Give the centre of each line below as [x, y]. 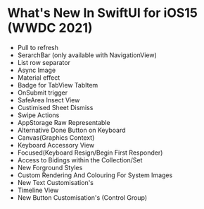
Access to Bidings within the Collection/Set [80, 160]
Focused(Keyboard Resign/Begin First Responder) [90, 153]
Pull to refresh [38, 47]
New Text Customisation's [55, 182]
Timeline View [38, 190]
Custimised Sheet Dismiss [55, 107]
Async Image [37, 70]
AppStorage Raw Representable [64, 122]
